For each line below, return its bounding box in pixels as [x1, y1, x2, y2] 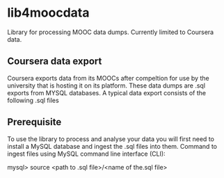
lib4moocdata [7, 5, 90, 21]
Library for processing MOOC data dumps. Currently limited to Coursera [7, 28, 214, 36]
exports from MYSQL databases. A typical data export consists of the [7, 88, 207, 97]
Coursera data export [7, 56, 102, 67]
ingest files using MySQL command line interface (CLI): [7, 149, 166, 158]
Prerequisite [7, 116, 62, 128]
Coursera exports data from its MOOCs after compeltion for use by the [7, 74, 210, 82]
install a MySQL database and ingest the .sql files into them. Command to [7, 142, 218, 150]
